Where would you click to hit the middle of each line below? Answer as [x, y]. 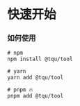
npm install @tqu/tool [40, 59]
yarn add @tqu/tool [35, 78]
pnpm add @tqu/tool [35, 96]
